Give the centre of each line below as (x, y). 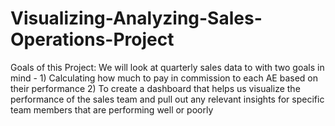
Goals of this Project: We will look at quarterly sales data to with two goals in (167, 67)
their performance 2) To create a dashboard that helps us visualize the (155, 88)
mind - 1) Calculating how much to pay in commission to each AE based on (164, 78)
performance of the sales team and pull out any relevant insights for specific (167, 99)
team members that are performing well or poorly (112, 109)
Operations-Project (92, 39)
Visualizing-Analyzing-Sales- (136, 18)
